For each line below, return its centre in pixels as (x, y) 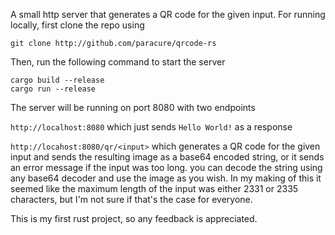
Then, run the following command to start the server (118, 62)
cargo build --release (57, 80)
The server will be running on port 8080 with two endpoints (133, 107)
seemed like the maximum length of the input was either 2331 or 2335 (154, 188)
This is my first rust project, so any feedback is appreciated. (134, 218)
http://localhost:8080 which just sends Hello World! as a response (151, 127)
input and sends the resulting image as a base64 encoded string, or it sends (167, 157)
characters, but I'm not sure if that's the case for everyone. (131, 199)
